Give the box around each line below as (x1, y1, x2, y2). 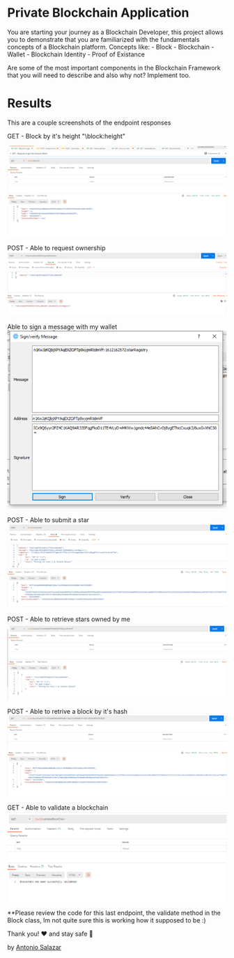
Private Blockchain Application (7, 5, 189, 21)
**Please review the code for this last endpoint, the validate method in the (7, 909, 221, 917)
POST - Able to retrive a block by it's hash (7, 707, 127, 715)
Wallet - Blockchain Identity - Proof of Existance (7, 50, 145, 58)
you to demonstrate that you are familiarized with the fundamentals (7, 35, 200, 43)
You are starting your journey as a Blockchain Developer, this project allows (7, 28, 224, 36)
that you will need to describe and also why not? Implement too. (7, 71, 191, 79)
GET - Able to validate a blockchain (7, 803, 109, 812)
